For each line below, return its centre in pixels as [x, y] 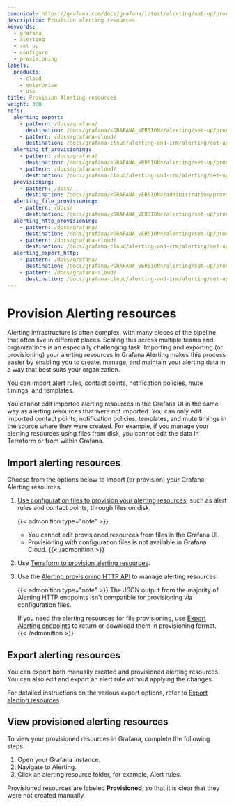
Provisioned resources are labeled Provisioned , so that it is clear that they [114, 788]
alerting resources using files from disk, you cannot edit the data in [103, 434]
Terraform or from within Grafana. [56, 441]
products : [28, 72]
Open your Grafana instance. [59, 759]
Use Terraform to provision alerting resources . [84, 563]
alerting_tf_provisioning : [53, 150]
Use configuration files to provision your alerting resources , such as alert [122, 500]
